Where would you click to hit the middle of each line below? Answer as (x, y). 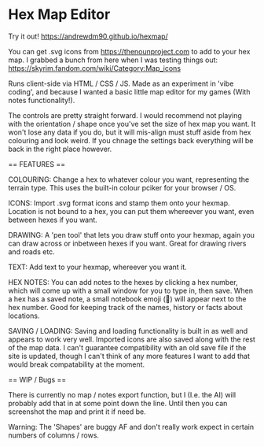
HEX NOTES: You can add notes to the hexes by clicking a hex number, (123, 282)
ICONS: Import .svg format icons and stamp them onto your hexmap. (119, 203)
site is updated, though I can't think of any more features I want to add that (129, 356)
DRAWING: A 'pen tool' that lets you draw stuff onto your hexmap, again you (132, 235)
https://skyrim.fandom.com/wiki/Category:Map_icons (95, 68)
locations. (24, 316)
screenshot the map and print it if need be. (77, 412)
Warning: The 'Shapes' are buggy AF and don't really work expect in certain (131, 427)
